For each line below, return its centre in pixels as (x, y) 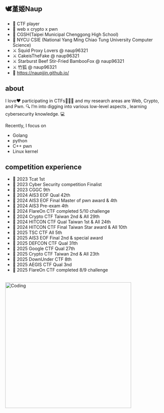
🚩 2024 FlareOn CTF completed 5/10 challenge (61, 211)
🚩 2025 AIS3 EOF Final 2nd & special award (58, 238)
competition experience (44, 167)
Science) (22, 45)
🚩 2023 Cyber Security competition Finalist (57, 185)
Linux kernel (25, 151)
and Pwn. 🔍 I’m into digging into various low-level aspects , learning (76, 106)
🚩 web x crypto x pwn (35, 29)
